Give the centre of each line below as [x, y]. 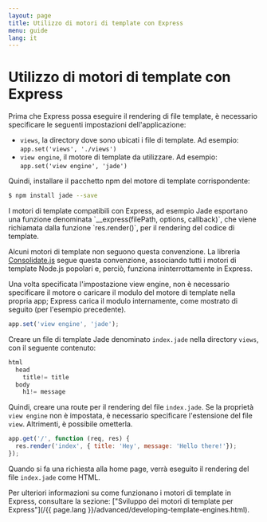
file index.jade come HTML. [55, 477]
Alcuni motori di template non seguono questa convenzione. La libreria [124, 252]
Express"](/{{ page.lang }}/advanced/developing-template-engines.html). [129, 509]
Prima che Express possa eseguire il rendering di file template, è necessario [133, 116]
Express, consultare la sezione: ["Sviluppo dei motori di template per [121, 501]
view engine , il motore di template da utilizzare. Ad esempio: [118, 157]
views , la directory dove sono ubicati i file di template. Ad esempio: [129, 140]
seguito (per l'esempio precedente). [67, 310]
